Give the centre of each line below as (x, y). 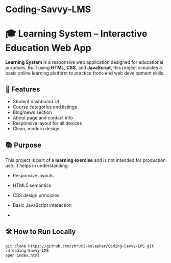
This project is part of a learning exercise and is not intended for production (86, 160)
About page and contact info (43, 117)
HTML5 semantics (32, 185)
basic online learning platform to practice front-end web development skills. (85, 73)
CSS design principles (36, 195)
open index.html (22, 256)
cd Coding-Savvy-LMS (27, 251)
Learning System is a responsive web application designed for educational (84, 62)
